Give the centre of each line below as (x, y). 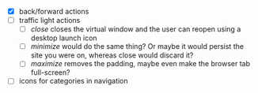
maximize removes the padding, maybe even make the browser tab (140, 64)
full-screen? (50, 73)
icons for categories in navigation (73, 81)
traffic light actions (49, 20)
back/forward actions (54, 11)
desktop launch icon (64, 38)
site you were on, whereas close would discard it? (112, 55)
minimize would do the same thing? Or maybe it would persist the (137, 46)
